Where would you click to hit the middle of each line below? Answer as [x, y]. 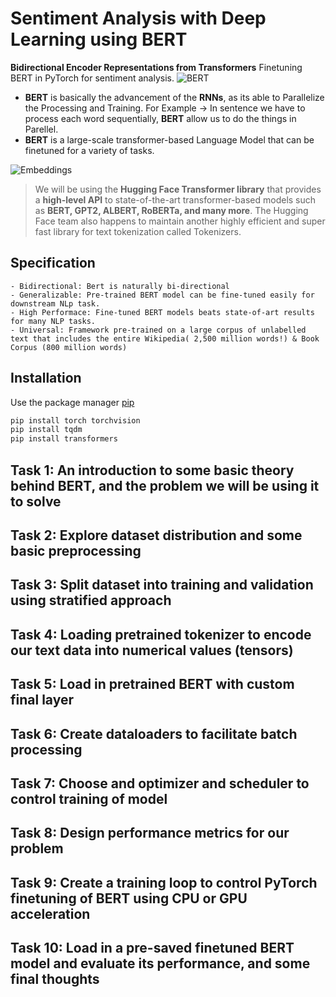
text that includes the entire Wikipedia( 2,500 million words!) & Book [165, 338]
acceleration [50, 913]
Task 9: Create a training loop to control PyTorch [164, 882]
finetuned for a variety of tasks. [89, 150]
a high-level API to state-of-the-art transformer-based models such [175, 199]
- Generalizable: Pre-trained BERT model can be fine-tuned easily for [162, 295]
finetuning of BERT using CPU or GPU [129, 898]
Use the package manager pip [72, 402]
